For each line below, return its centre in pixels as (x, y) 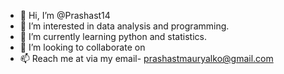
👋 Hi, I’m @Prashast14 (65, 15)
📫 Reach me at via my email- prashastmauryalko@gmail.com (146, 58)
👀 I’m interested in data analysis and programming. (124, 26)
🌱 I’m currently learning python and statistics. (113, 36)
